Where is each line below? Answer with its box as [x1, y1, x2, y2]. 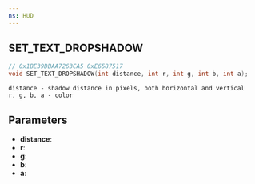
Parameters [8, 113, 68, 126]
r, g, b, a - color [8, 91, 74, 100]
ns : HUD [8, 11, 34, 20]
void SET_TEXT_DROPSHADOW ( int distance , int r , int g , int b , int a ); [8, 70, 249, 78]
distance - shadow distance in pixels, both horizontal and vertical [8, 85, 245, 93]
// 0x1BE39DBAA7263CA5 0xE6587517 [8, 62, 124, 70]
